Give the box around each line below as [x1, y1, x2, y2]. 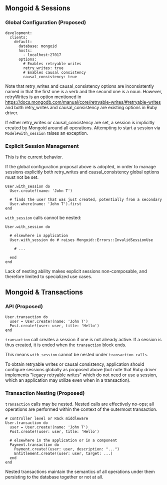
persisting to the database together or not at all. [5, 473, 103, 480]
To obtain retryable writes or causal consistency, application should [5, 361, 144, 367]
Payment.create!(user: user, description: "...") [14, 446, 120, 451]
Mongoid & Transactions [5, 288, 83, 297]
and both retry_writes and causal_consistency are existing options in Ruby [5, 104, 157, 110]
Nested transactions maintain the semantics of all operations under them [5, 468, 155, 474]
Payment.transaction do [9, 442, 59, 447]
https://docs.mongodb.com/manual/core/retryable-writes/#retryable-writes [5, 99, 161, 105]
